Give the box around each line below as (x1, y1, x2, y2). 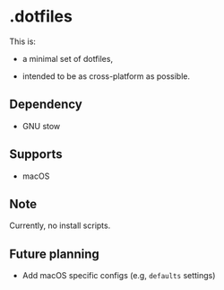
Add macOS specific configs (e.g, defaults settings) (22, 270, 216, 281)
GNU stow (22, 120, 61, 131)
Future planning (9, 246, 100, 261)
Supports (9, 146, 63, 163)
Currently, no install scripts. (9, 220, 111, 231)
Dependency (9, 97, 82, 112)
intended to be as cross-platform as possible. (22, 70, 191, 82)
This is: (9, 36, 36, 47)
